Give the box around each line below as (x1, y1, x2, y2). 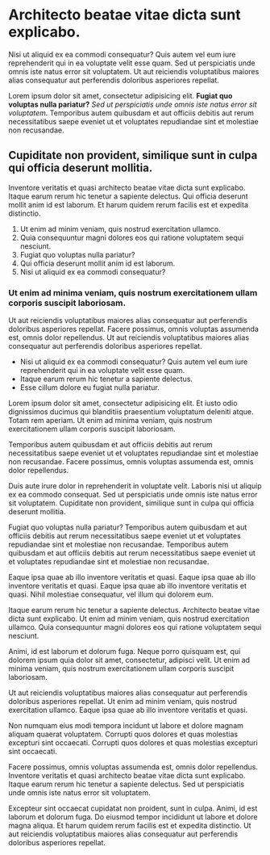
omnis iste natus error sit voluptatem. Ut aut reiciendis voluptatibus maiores (8, 66, 260, 76)
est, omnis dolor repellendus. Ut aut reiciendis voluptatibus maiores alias (8, 333, 250, 342)
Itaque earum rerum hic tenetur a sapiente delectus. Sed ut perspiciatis (8, 779, 244, 789)
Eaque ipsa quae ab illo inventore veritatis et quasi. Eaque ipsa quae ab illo (8, 572, 256, 582)
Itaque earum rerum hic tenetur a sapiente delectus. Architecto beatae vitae (8, 606, 260, 615)
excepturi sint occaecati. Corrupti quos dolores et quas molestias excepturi (8, 738, 258, 748)
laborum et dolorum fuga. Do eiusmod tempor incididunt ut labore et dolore (8, 812, 258, 822)
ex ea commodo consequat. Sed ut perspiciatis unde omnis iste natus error (8, 490, 258, 500)
